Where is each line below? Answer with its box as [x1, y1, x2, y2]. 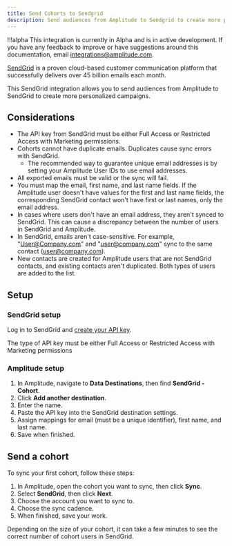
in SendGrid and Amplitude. [17, 225, 96, 233]
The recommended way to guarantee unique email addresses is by [27, 159, 217, 168]
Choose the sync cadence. [17, 505, 95, 513]
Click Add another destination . [17, 394, 107, 402]
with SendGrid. [17, 152, 60, 160]
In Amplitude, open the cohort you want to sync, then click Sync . [17, 482, 202, 491]
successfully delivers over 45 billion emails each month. [7, 70, 167, 79]
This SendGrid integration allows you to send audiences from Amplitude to [7, 84, 219, 92]
